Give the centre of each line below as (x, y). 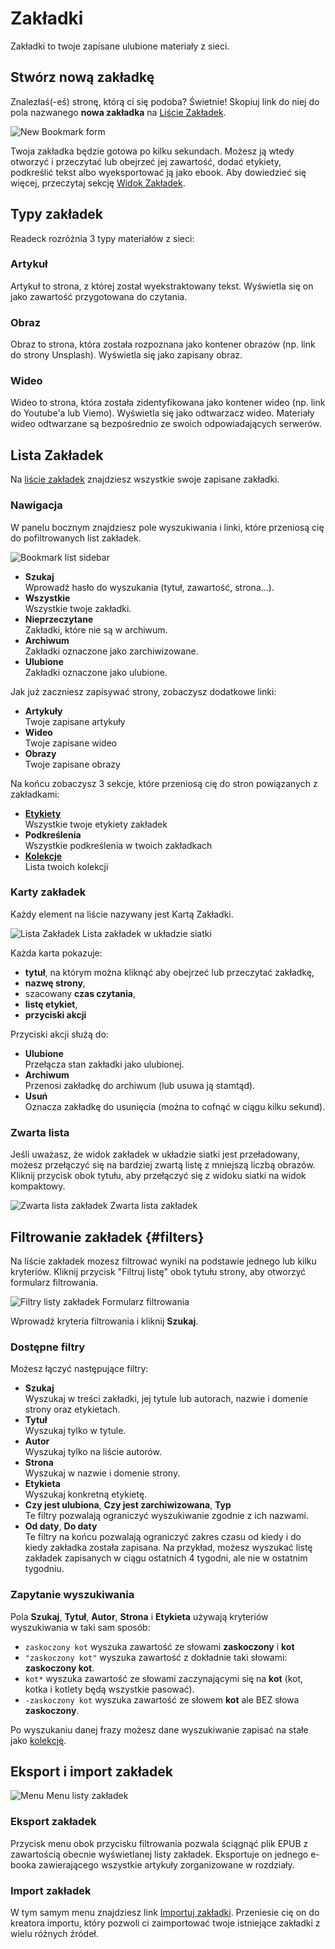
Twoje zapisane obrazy (72, 764)
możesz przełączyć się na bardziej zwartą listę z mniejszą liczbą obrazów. (163, 1165)
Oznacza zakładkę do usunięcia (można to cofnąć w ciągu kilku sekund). (175, 1106)
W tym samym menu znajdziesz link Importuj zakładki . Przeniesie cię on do (165, 1912)
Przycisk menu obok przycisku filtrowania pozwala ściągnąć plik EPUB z (159, 1843)
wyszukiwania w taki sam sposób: (80, 1627)
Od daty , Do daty (61, 1526)
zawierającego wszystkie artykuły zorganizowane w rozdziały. (166, 1864)
